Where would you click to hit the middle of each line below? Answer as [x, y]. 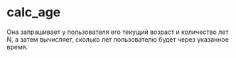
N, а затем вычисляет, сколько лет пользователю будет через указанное [118, 39]
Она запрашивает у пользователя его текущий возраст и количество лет [118, 32]
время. [17, 47]
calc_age [34, 12]
